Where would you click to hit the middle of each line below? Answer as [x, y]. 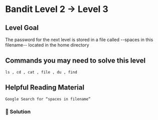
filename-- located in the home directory [47, 45]
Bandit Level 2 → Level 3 [57, 9]
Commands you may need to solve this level [75, 61]
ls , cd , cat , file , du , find [41, 72]
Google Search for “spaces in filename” [48, 99]
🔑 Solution [18, 111]
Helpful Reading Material [45, 88]
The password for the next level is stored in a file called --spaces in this [79, 39]
